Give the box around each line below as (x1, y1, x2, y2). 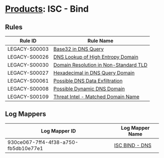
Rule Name (87, 38, 114, 44)
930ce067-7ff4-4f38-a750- (7, 138, 79, 145)
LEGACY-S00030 (7, 62, 49, 68)
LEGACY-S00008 (7, 86, 49, 92)
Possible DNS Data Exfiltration (53, 77, 123, 84)
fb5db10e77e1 (7, 145, 43, 152)
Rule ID (19, 38, 37, 44)
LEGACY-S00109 (7, 93, 49, 100)
